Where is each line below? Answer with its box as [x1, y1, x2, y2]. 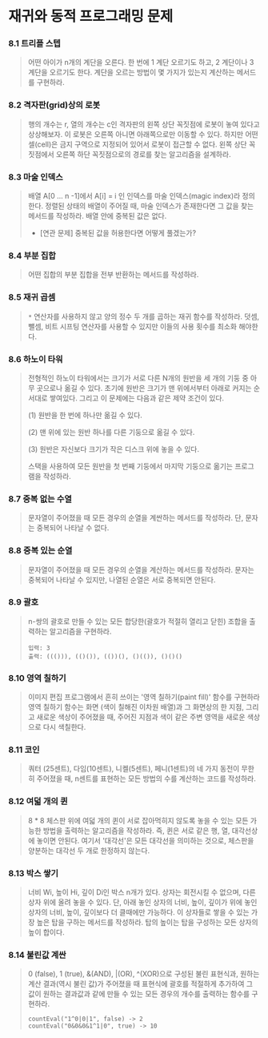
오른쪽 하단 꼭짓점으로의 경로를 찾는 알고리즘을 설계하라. [55, 149, 231, 159]
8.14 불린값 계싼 [8, 949, 66, 960]
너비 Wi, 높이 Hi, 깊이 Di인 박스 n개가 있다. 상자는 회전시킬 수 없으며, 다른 [27, 887, 256, 897]
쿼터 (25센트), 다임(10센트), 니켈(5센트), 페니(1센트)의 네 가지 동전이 [27, 764, 240, 774]
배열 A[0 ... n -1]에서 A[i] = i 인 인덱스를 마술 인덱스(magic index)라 [27, 191, 241, 201]
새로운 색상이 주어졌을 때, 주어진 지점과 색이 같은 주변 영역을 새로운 [36, 712, 246, 722]
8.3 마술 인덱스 [8, 171, 63, 183]
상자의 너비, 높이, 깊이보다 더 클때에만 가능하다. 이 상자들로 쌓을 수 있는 [27, 907, 250, 917]
